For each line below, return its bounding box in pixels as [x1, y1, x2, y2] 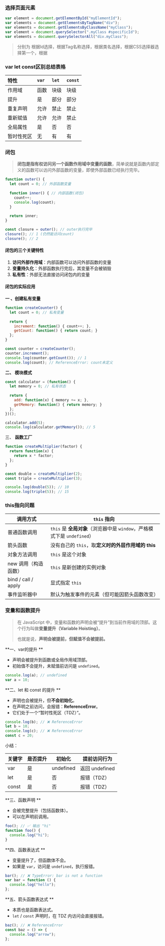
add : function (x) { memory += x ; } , [14, 397, 89, 403]
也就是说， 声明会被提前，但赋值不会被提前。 [17, 636, 108, 641]
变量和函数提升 [5, 607, 41, 614]
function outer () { [5, 177, 45, 182]
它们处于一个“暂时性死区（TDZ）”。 [12, 709, 83, 715]
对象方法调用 [7, 551, 38, 558]
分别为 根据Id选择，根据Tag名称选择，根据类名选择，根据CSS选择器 [17, 43, 155, 50]
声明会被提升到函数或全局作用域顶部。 [12, 657, 90, 663]
